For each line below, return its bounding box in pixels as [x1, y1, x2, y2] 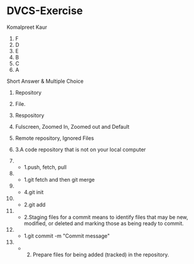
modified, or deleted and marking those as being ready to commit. [23, 219, 184, 227]
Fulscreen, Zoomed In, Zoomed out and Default [15, 123, 130, 130]
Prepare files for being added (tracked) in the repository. [32, 251, 169, 258]
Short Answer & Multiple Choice [6, 78, 84, 85]
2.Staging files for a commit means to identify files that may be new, [23, 213, 188, 220]
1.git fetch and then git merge [23, 176, 95, 183]
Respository [15, 112, 45, 119]
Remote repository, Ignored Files [15, 134, 94, 142]
